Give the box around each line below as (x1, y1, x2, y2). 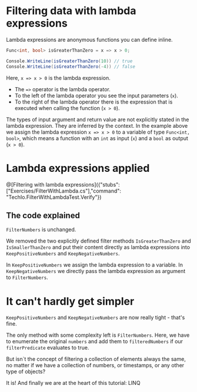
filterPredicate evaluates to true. (6, 344, 89, 351)
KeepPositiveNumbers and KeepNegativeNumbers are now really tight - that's (6, 314, 185, 321)
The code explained (6, 210, 81, 220)
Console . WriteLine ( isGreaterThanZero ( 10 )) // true (6, 58, 133, 64)
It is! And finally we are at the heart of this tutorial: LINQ (6, 380, 141, 387)
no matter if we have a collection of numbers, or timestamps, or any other (6, 362, 185, 369)
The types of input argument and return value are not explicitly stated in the (6, 116, 189, 123)
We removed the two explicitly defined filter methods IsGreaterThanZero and (6, 237, 191, 245)
